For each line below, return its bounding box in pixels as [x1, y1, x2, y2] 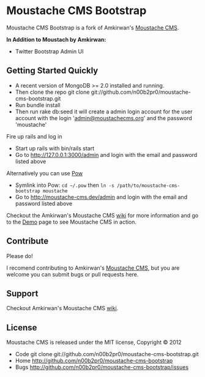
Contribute [6, 236, 49, 246]
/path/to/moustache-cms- [117, 182, 181, 189]
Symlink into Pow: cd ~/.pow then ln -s [15, 181, 114, 189]
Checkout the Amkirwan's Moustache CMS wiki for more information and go [6, 211, 199, 219]
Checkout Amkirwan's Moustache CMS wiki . [6, 305, 119, 312]
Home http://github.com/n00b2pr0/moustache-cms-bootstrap [15, 357, 173, 365]
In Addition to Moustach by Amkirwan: [6, 36, 106, 43]
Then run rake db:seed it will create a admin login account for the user [15, 108, 193, 115]
